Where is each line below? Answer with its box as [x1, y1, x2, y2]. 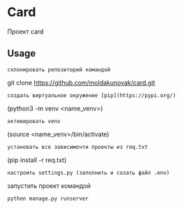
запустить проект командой [7, 181, 91, 189]
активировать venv [7, 117, 61, 124]
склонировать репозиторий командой [7, 66, 111, 73]
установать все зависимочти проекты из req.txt [7, 143, 149, 150]
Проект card [7, 27, 44, 36]
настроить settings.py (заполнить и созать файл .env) [7, 169, 170, 176]
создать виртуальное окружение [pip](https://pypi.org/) [7, 92, 176, 99]
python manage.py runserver [7, 195, 89, 202]
